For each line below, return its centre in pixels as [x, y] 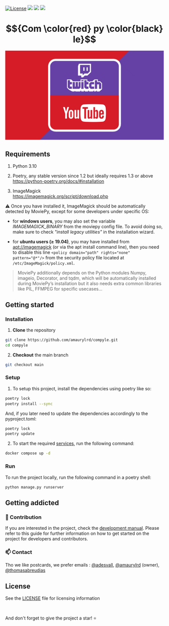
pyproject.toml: [21, 419]
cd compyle [17, 345]
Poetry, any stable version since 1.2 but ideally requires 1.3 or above [83, 176]
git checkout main [24, 365]
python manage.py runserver [35, 487]
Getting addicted [32, 503]
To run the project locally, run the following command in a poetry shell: [78, 477]
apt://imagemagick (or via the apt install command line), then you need [86, 247]
